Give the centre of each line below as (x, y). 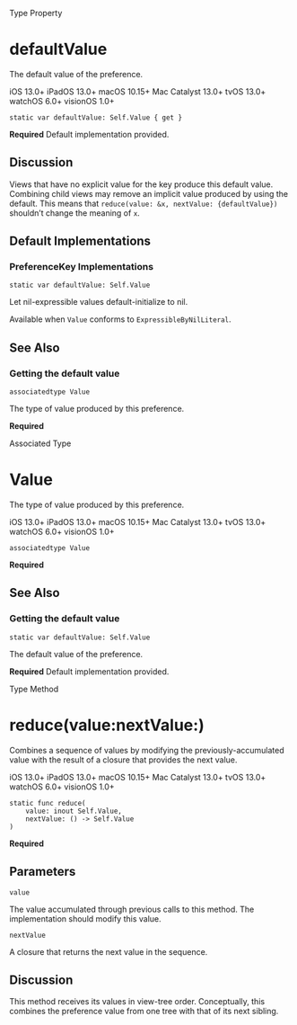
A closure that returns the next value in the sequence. (109, 951)
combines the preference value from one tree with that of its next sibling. (144, 1012)
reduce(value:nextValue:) (107, 725)
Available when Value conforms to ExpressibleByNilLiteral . (120, 319)
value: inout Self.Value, (74, 811)
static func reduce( (48, 803)
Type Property (36, 13)
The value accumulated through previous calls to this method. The (132, 909)
